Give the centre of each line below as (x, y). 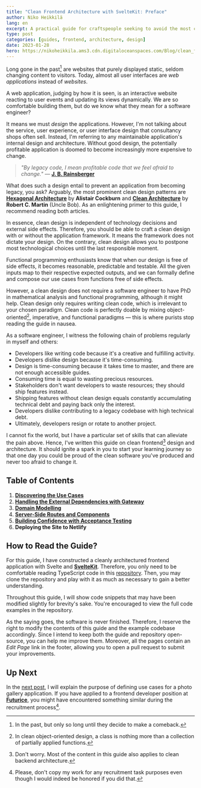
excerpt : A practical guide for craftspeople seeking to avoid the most (99, 29)
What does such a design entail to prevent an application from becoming (96, 186)
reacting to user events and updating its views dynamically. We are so (92, 100)
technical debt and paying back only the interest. (75, 405)
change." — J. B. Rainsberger (57, 174)
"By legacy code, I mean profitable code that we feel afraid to (97, 168)
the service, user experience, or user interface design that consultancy (94, 130)
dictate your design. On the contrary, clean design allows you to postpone (97, 242)
